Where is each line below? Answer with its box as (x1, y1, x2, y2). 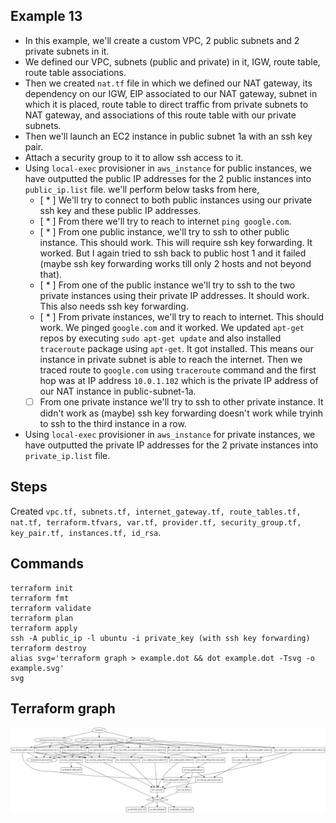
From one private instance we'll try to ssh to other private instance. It (39, 395, 324, 408)
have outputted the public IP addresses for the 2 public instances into (24, 172, 312, 184)
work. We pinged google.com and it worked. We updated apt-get (39, 321, 305, 333)
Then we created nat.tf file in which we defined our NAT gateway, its (24, 77, 313, 89)
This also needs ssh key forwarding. (39, 300, 189, 312)
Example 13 (10, 8, 83, 25)
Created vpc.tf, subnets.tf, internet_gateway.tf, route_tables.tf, (10, 505, 302, 517)
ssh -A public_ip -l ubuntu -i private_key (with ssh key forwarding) (10, 633, 311, 643)
